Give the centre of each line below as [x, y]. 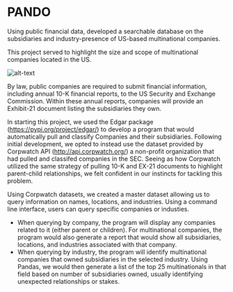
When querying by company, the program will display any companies [116, 222]
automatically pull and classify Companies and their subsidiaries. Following [115, 137]
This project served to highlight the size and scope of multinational [103, 52]
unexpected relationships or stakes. [69, 281]
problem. [20, 180]
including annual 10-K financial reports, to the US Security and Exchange [111, 94]
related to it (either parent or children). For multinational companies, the [120, 230]
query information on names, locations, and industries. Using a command [112, 201]
